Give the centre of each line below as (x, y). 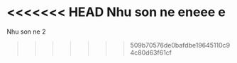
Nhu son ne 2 (26, 31)
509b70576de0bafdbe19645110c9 (180, 45)
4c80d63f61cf (151, 52)
